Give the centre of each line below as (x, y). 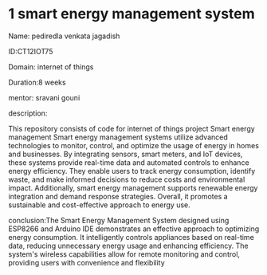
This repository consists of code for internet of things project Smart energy (132, 128)
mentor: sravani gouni (44, 97)
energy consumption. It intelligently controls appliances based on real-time (132, 237)
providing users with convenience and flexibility (86, 262)
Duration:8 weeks (37, 82)
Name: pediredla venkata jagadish (64, 36)
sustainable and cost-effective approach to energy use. (100, 205)
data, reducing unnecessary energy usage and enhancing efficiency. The (128, 246)
